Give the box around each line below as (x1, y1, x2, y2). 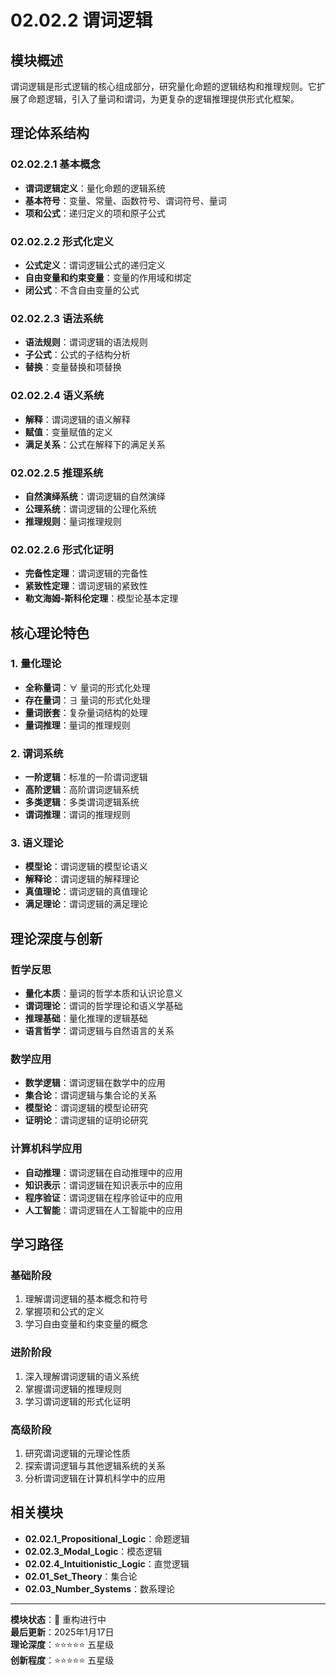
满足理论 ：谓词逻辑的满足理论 (24, 898, 148, 910)
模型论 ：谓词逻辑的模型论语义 (24, 861, 148, 873)
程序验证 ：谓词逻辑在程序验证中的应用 (24, 1191, 183, 1203)
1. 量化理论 (10, 657, 62, 671)
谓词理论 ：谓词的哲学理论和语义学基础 (24, 1000, 183, 1012)
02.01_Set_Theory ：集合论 (24, 1570, 138, 1582)
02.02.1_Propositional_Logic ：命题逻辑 (24, 1532, 190, 1545)
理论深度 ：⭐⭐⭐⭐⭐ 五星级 (10, 1638, 115, 1650)
